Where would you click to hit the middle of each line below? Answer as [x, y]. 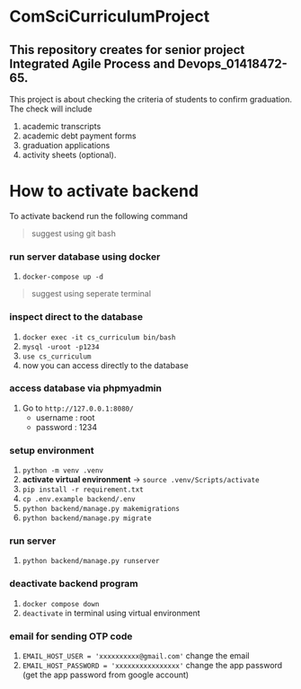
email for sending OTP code [71, 636]
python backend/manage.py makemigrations [101, 509]
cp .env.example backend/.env [79, 499]
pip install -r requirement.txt [83, 490]
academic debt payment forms [79, 136]
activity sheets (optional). [69, 155]
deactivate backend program [74, 584]
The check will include [51, 109]
